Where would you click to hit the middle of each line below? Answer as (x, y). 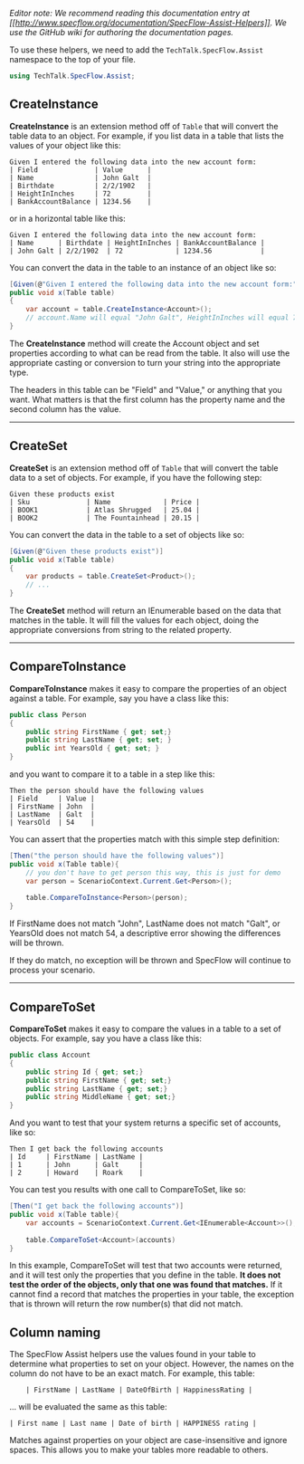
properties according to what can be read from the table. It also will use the (150, 353)
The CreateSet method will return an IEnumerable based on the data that (145, 611)
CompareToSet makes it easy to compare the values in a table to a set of (146, 1029)
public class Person (48, 714)
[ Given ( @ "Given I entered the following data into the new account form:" (153, 284)
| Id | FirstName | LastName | (76, 1157)
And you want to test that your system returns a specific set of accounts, (145, 1123)
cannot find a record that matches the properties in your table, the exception (152, 1295)
